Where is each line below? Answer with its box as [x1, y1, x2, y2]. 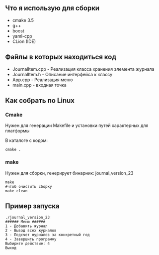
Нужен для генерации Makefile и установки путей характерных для [5, 123, 149, 128]
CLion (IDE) [12, 38, 36, 44]
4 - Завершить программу [5, 237, 57, 242]
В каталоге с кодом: [5, 137, 48, 143]
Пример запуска [5, 202, 60, 210]
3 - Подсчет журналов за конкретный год [5, 233, 90, 238]
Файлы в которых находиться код [5, 53, 117, 61]
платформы [5, 128, 30, 134]
